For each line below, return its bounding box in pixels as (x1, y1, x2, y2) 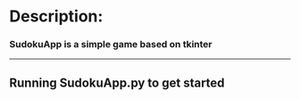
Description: (9, 6, 104, 27)
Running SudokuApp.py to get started (9, 75, 225, 90)
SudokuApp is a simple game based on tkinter (9, 38, 212, 51)
